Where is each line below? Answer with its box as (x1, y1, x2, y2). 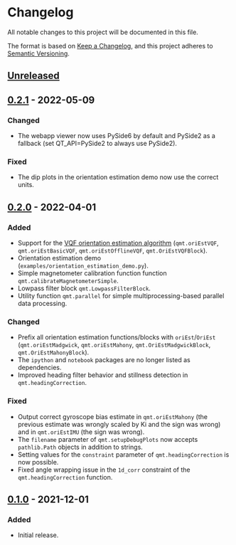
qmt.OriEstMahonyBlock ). (17, 348, 90, 356)
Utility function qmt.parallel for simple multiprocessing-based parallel (17, 292, 225, 300)
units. (17, 181, 34, 189)
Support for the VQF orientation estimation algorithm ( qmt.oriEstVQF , (17, 239, 219, 247)
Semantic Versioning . (7, 49, 70, 58)
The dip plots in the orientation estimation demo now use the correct (17, 173, 219, 181)
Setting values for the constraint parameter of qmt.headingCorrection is (17, 450, 230, 459)
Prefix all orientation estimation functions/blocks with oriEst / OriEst (17, 333, 216, 342)
